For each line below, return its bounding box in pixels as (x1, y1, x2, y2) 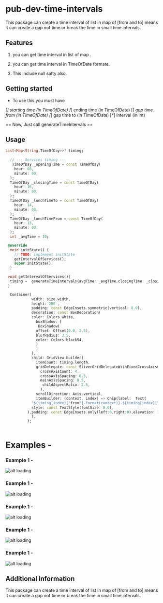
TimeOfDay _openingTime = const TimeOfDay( (12, 162, 101, 167)
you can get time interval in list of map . (12, 52, 91, 57)
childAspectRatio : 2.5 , (42, 382, 90, 387)
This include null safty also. (12, 70, 67, 76)
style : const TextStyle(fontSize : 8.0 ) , (31, 405, 114, 410)
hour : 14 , (14, 203, 34, 207)
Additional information (5, 575, 75, 583)
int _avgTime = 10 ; (10, 234, 49, 239)
